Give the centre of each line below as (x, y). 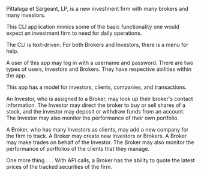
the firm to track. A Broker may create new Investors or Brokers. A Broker (97, 136)
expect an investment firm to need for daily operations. (74, 33)
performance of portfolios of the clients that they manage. (78, 149)
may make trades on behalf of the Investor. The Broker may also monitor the (100, 142)
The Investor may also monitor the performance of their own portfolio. (92, 118)
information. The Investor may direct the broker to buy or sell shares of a (96, 105)
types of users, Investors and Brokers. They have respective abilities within (99, 69)
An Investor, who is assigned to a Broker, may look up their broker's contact (100, 99)
